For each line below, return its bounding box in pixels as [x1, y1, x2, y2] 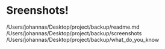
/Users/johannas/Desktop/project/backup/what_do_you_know [6, 36, 160, 43]
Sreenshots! [6, 4, 69, 17]
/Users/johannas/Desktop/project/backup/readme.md [6, 23, 140, 30]
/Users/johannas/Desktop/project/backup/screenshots [6, 29, 142, 36]
